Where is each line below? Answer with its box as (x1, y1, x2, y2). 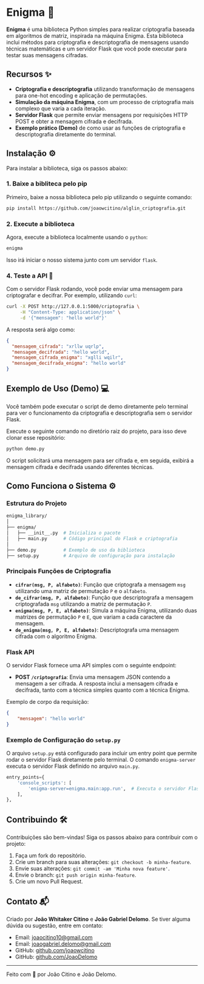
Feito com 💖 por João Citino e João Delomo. (6, 971, 117, 978)
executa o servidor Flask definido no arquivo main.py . (6, 762, 140, 770)
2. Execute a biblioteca (6, 219, 75, 228)
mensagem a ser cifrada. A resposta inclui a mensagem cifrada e (15, 680, 178, 687)
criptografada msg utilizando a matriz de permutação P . (15, 600, 152, 608)
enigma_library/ (6, 513, 47, 519)
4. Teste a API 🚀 (6, 271, 53, 279)
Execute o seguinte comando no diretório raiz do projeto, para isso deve (6, 427, 187, 435)
